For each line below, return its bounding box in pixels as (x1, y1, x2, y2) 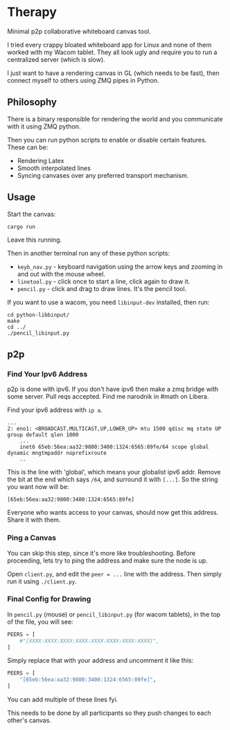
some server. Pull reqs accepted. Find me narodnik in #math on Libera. (7, 392, 209, 401)
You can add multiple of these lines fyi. (7, 695, 118, 704)
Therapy (7, 4, 57, 20)
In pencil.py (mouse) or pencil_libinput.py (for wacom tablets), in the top (7, 610, 221, 618)
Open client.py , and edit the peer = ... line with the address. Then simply (7, 570, 222, 578)
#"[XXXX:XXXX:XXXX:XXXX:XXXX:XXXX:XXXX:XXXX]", (19, 637, 159, 645)
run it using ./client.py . (7, 577, 78, 586)
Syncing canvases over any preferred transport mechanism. (17, 171, 189, 179)
